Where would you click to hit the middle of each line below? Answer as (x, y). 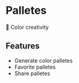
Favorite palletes (35, 67)
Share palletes (32, 73)
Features (23, 46)
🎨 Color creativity (27, 27)
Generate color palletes (43, 60)
